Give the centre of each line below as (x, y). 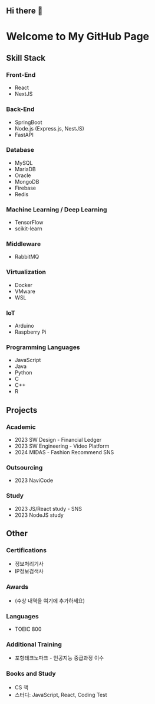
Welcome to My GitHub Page (78, 36)
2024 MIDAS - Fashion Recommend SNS (64, 452)
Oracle (23, 175)
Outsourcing (24, 467)
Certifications (27, 550)
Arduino (24, 326)
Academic (21, 427)
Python (23, 373)
